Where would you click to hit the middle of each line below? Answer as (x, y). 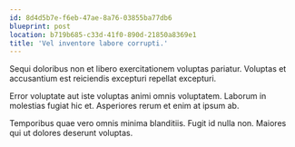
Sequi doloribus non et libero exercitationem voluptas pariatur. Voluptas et (148, 69)
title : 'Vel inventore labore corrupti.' (89, 43)
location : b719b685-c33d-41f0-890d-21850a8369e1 (103, 34)
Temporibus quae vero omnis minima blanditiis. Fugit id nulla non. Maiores (148, 123)
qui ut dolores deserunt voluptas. (71, 133)
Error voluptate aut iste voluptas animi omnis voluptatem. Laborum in (138, 96)
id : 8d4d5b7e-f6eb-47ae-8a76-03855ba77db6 (91, 18)
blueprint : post (40, 26)
